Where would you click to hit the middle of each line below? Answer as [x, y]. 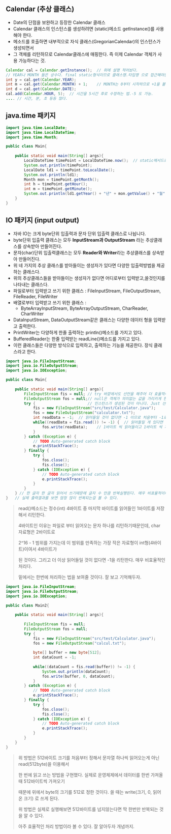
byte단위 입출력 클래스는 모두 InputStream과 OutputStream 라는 [79, 240]
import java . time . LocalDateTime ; [41, 132]
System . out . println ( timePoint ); [58, 165]
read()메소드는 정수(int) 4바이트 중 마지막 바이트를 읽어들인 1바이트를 [87, 508]
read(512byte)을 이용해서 [44, 764]
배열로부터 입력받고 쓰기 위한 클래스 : [50, 302]
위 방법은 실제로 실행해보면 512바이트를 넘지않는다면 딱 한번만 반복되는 [88, 809]
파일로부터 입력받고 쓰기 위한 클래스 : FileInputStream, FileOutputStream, [87, 291]
